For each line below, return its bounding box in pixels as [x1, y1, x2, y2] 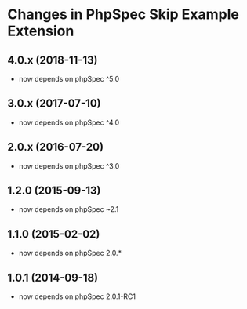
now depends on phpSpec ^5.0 [18, 75, 119, 83]
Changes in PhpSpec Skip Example [7, 5, 240, 24]
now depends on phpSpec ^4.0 [18, 118, 119, 127]
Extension [7, 22, 74, 40]
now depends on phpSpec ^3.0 [18, 161, 120, 170]
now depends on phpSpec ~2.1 [18, 205, 119, 214]
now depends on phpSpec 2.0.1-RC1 [18, 292, 136, 301]
